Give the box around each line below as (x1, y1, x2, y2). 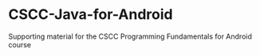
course (8, 39, 32, 49)
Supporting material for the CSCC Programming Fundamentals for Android (8, 32, 253, 41)
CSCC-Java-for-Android (8, 6, 173, 24)
